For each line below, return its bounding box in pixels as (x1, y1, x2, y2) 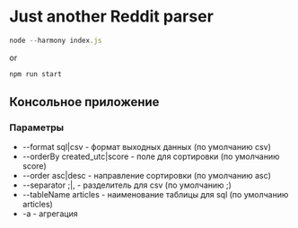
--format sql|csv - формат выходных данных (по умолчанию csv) (22, 142, 272, 153)
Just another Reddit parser (9, 6, 214, 27)
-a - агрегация (22, 208, 78, 219)
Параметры (9, 121, 65, 134)
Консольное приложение (9, 94, 160, 110)
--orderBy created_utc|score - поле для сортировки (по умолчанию (22, 151, 280, 162)
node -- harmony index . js (9, 36, 102, 45)
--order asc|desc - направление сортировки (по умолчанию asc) (22, 171, 272, 181)
